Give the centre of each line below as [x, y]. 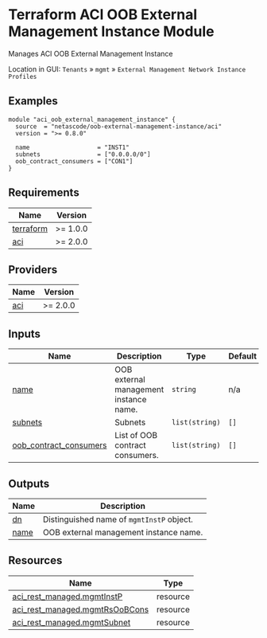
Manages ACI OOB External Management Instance [91, 53]
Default [242, 356]
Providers [33, 270]
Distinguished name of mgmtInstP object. [118, 519]
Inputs [25, 333]
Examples [33, 101]
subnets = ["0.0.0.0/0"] [83, 154]
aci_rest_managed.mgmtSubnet [72, 622]
